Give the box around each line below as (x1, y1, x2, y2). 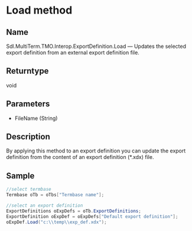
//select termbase (6, 187, 51, 193)
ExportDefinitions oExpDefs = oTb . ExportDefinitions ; (6, 208, 142, 214)
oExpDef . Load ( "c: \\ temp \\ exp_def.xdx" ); (6, 219, 108, 225)
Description (6, 132, 50, 142)
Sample (6, 171, 35, 181)
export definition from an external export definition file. (6, 49, 140, 56)
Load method (6, 4, 73, 17)
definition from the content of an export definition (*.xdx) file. (6, 154, 154, 161)
